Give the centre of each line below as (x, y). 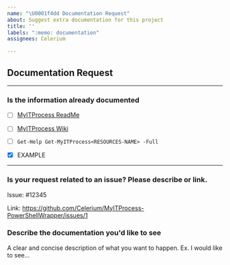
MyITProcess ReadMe (48, 115)
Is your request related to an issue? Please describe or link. (107, 180)
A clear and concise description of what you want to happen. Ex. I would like (115, 248)
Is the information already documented (73, 100)
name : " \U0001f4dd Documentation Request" (68, 13)
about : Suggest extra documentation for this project (86, 20)
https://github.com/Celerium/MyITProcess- (83, 208)
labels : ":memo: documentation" (53, 33)
